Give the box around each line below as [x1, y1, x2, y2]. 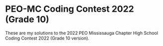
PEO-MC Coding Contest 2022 [5, 3, 134, 15]
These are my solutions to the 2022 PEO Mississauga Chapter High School [5, 30, 158, 36]
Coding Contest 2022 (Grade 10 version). [5, 35, 89, 41]
